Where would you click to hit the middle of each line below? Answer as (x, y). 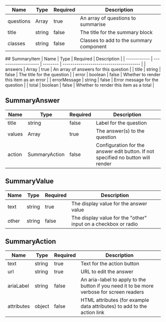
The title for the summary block (116, 32)
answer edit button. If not (125, 151)
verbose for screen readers (112, 292)
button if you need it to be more (117, 286)
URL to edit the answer (107, 272)
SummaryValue (29, 181)
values (15, 134)
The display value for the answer (109, 203)
